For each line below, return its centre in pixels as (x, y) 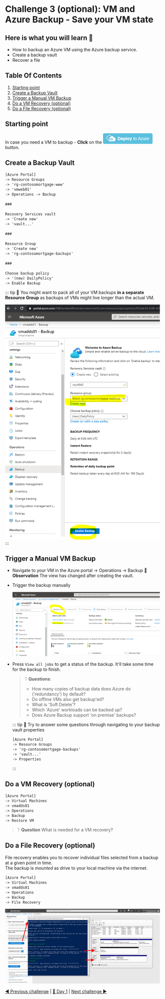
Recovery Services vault (30, 214)
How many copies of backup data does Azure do (81, 689)
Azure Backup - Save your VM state (79, 19)
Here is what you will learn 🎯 (49, 38)
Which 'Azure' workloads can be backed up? (77, 710)
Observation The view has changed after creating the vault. (73, 576)
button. (12, 147)
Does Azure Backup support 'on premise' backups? (84, 715)
